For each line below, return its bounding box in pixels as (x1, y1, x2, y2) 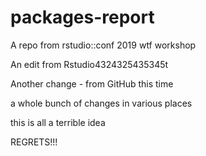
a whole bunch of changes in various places (10, 97, 193, 109)
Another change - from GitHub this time (10, 77, 174, 90)
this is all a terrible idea (10, 116, 106, 128)
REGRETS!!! (10, 136, 58, 148)
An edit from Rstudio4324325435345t (10, 58, 169, 70)
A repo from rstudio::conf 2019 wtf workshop (10, 39, 197, 51)
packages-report (10, 6, 155, 29)
